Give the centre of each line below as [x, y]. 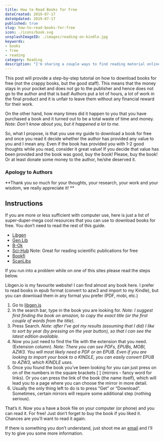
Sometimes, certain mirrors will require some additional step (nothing [82, 394]
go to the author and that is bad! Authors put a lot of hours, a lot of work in [80, 94]
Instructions [24, 203]
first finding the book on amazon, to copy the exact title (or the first [80, 316]
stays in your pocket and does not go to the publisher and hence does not [79, 89]
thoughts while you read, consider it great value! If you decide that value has [82, 149]
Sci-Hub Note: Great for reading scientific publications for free [75, 251]
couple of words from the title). [43, 321]
